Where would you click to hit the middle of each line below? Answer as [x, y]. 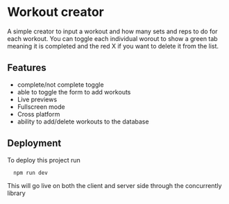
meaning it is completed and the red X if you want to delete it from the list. [113, 46]
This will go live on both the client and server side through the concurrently [114, 185]
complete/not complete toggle [60, 85]
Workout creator [56, 12]
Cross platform [39, 114]
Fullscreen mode [41, 107]
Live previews [37, 99]
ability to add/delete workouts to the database [83, 121]
